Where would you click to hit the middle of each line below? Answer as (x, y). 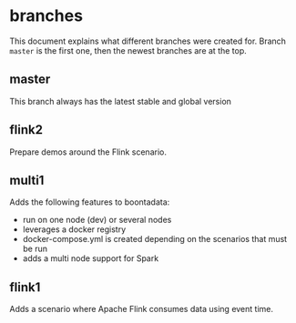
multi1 (27, 180)
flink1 (25, 287)
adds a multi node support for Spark (91, 258)
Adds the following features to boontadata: (90, 202)
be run (35, 249)
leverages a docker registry (74, 229)
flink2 (26, 130)
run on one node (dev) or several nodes (97, 220)
